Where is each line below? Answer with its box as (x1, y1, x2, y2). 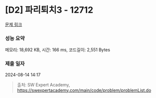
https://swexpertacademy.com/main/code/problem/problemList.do (17, 87, 152, 93)
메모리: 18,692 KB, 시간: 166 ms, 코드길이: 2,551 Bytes (5, 47, 111, 53)
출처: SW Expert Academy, (17, 81, 70, 88)
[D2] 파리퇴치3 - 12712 (5, 4, 94, 16)
